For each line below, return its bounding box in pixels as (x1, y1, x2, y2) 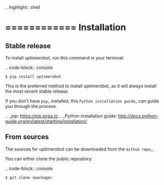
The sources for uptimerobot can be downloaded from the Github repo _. (5, 146, 154, 152)
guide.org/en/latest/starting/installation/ (5, 118, 87, 124)
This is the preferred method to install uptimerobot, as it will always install (5, 83, 156, 89)
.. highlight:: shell (5, 4, 40, 10)
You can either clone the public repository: (5, 155, 93, 161)
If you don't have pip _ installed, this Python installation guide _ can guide (5, 98, 159, 104)
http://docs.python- (118, 113, 158, 119)
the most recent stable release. (5, 88, 69, 94)
